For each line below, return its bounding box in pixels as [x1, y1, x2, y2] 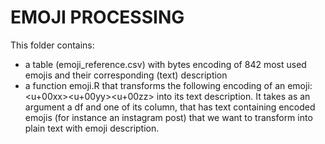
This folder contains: [10, 39, 95, 51]
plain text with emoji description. [24, 122, 160, 134]
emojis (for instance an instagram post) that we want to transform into [24, 111, 313, 123]
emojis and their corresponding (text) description [24, 69, 228, 81]
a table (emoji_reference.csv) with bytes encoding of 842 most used [24, 58, 307, 70]
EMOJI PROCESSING [10, 6, 185, 29]
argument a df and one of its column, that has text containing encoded [24, 101, 316, 113]
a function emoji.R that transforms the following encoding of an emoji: [24, 79, 313, 91]
